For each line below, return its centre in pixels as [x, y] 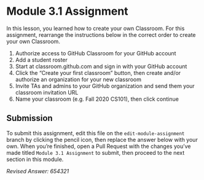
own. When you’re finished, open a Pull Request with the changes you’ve [99, 146]
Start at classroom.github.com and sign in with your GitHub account [101, 66]
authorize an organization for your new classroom [78, 79]
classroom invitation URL [47, 92]
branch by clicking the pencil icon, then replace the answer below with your [102, 139]
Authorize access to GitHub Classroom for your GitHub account [96, 53]
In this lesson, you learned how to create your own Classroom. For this [96, 28]
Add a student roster [41, 60]
